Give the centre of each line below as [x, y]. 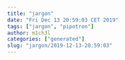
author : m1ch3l [29, 33]
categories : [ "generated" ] [46, 39]
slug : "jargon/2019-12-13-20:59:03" [60, 46]
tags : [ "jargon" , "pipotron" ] [51, 26]
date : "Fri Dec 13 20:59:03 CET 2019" [63, 20]
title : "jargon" [30, 13]
